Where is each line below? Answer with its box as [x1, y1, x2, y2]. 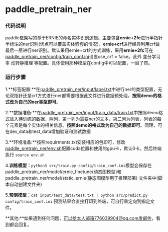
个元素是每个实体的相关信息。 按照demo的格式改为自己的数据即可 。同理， [5, 122, 158, 128]
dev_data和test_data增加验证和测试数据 [9, 128, 91, 134]
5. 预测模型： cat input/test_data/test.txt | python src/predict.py [5, 192, 148, 198]
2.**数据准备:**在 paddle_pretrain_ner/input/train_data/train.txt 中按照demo [5, 109, 159, 115]
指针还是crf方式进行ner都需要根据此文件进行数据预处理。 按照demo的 [14, 92, 157, 99]
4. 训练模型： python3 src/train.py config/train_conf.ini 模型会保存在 [5, 162, 152, 168]
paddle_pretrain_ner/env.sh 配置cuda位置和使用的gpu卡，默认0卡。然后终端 [5, 145, 162, 151]
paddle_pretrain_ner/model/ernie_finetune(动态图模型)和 [5, 169, 122, 175]
